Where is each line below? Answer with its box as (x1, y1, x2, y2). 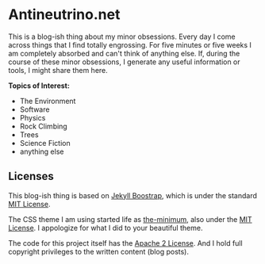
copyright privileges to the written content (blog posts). (8, 247, 189, 256)
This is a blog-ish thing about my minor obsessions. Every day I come (8, 32, 236, 41)
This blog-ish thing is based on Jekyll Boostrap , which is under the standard (8, 190, 258, 200)
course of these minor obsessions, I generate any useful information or (8, 57, 240, 67)
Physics (19, 113, 46, 122)
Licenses (8, 170, 54, 183)
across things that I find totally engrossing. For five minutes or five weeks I (8, 40, 252, 49)
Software (19, 105, 50, 114)
